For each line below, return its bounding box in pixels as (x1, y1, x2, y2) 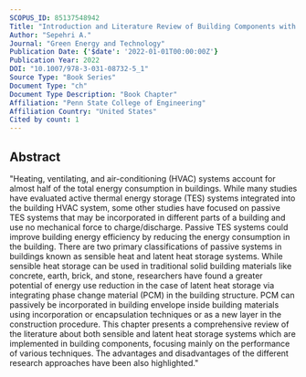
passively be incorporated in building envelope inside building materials (9, 298, 280, 310)
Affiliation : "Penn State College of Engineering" (9, 98, 206, 108)
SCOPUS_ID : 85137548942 (9, 13, 100, 23)
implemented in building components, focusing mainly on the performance (9, 338, 290, 349)
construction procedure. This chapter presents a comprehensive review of (9, 319, 290, 330)
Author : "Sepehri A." (9, 30, 92, 39)
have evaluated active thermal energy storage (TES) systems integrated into (9, 193, 296, 204)
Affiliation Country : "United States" (9, 107, 157, 116)
